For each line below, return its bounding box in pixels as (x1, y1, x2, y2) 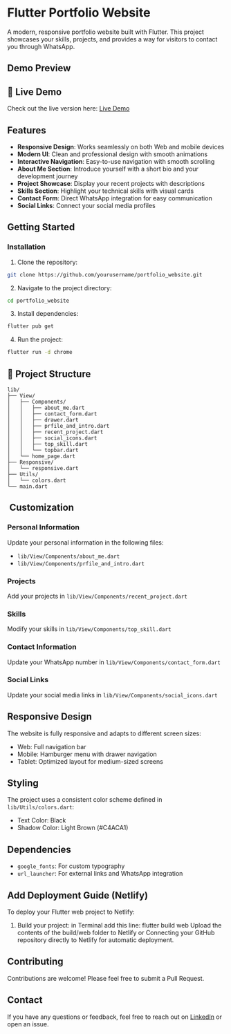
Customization (9, 502, 75, 514)
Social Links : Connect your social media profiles (17, 201, 156, 209)
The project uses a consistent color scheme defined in (7, 796, 163, 804)
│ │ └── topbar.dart (7, 446, 79, 453)
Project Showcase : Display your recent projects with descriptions (17, 179, 205, 187)
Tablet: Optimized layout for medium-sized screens (17, 757, 164, 765)
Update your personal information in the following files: (7, 538, 164, 547)
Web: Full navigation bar (17, 742, 86, 751)
